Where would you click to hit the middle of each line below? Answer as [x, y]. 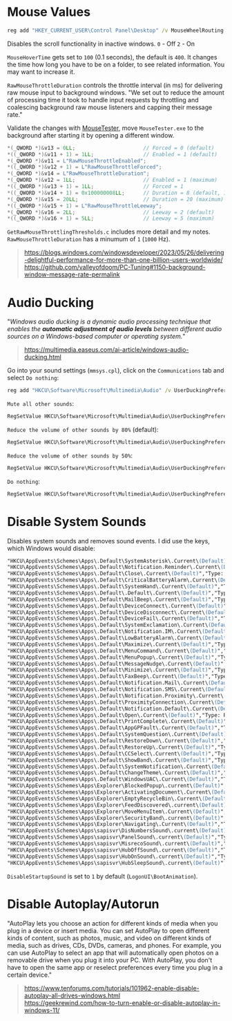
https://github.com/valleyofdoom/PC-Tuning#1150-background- [115, 268]
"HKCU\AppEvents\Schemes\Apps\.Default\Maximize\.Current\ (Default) [108, 644]
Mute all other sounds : [41, 404]
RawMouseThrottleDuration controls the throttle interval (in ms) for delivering [115, 85]
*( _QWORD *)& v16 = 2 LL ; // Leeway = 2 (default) [111, 212]
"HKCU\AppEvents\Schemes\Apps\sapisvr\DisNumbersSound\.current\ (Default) [117, 831]
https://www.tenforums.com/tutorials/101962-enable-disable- [112, 988]
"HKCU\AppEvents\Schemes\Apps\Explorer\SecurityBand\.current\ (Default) [114, 818]
